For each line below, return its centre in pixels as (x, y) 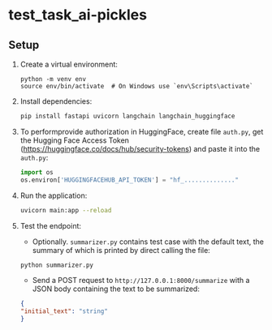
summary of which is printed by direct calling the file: (121, 250)
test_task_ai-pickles (78, 15)
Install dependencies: (56, 101)
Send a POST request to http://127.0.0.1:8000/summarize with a (141, 281)
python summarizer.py (56, 265)
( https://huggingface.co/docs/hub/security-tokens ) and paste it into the (140, 148)
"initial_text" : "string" (64, 311)
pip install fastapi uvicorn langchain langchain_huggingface (127, 116)
